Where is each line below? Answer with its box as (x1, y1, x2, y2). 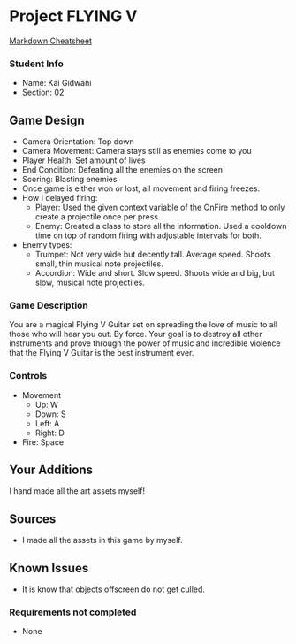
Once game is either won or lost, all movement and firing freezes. (21, 183, 261, 194)
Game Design (9, 112, 86, 127)
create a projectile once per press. (34, 211, 161, 222)
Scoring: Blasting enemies (21, 174, 118, 185)
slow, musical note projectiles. (34, 277, 146, 288)
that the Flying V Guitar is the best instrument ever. (9, 348, 194, 358)
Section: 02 (21, 87, 65, 98)
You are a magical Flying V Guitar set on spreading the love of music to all (9, 319, 278, 330)
